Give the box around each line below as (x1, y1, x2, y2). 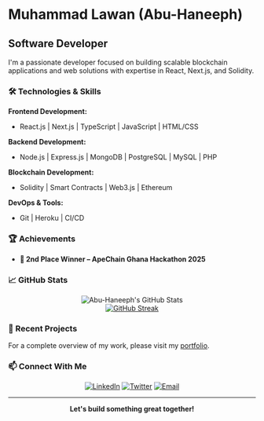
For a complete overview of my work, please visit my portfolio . (8, 341, 210, 350)
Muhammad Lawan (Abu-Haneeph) (8, 5, 244, 24)
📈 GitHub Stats (8, 274, 68, 285)
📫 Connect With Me (8, 361, 87, 372)
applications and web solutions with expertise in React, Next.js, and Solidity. (8, 66, 255, 75)
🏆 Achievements (8, 233, 76, 244)
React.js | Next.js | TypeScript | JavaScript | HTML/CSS (19, 122, 199, 131)
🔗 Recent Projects (8, 323, 78, 334)
